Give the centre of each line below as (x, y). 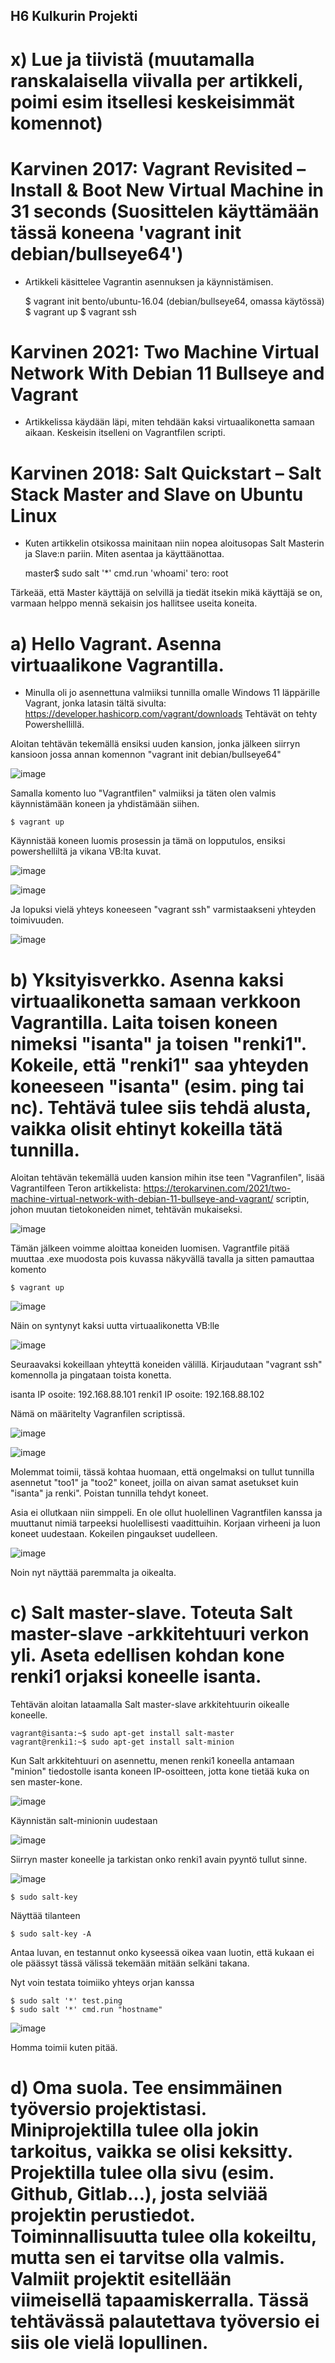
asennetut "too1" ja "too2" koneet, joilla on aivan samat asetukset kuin (154, 1483)
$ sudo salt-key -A (51, 1934)
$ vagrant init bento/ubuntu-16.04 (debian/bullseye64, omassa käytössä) (174, 301)
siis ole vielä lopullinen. (109, 2343)
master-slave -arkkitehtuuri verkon (160, 1634)
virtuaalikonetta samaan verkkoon (156, 1001)
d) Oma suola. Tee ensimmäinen (146, 2088)
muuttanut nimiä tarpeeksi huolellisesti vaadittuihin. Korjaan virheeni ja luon (165, 1523)
